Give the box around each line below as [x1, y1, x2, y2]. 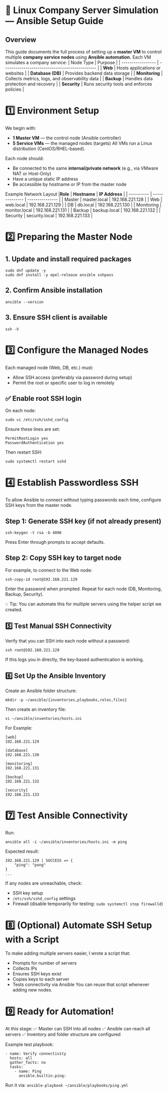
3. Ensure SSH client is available [5, 313, 108, 322]
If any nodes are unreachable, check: [5, 880, 82, 887]
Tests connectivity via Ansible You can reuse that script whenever [12, 981, 149, 987]
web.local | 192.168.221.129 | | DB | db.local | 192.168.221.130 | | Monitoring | [5, 201, 162, 207]
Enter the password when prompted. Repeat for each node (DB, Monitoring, [5, 586, 162, 592]
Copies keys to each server [12, 976, 69, 982]
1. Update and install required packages [5, 254, 132, 263]
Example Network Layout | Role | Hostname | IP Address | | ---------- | [5, 191, 152, 197]
